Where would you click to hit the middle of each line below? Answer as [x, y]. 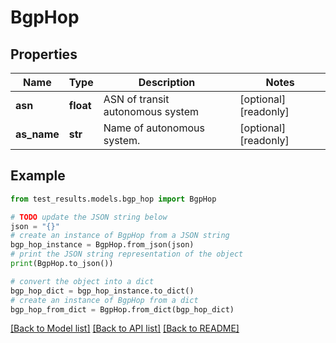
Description [167, 82]
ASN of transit [136, 99]
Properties [44, 54]
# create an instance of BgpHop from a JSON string [120, 236]
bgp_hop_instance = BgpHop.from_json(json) [102, 245]
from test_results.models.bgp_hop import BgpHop [113, 199]
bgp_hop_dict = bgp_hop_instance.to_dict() [102, 291]
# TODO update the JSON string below [89, 217]
